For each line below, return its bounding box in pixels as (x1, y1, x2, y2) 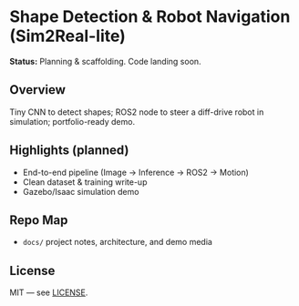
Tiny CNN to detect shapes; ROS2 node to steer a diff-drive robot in (9, 107, 264, 117)
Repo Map (9, 212, 68, 228)
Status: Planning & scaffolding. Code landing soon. (9, 56, 202, 66)
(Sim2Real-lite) (9, 25, 126, 46)
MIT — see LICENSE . (9, 287, 88, 298)
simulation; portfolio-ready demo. (9, 116, 135, 127)
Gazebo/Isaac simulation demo (22, 186, 139, 197)
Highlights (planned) (9, 143, 129, 158)
